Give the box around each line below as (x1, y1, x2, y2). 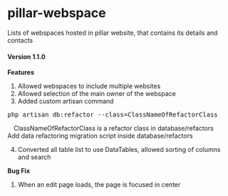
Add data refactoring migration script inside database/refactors (7, 131, 194, 140)
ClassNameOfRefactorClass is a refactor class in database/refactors (14, 124, 214, 133)
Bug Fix (7, 167, 31, 175)
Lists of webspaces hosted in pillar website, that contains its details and (7, 28, 218, 37)
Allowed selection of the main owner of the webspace (17, 89, 176, 98)
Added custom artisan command (17, 97, 114, 106)
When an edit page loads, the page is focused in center (17, 180, 181, 189)
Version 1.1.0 (7, 52, 46, 61)
